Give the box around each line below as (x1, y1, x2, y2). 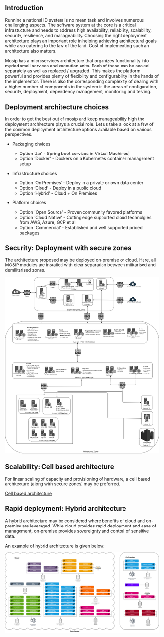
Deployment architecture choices (5, 103, 109, 111)
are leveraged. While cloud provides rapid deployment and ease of (22, 523, 157, 528)
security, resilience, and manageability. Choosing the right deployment (5, 32, 147, 38)
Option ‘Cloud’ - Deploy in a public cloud (19, 185, 102, 191)
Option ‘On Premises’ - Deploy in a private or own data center (19, 179, 143, 185)
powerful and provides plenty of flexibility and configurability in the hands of (5, 73, 159, 79)
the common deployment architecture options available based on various (5, 126, 152, 132)
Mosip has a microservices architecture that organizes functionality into (5, 57, 149, 63)
